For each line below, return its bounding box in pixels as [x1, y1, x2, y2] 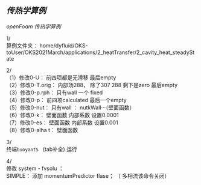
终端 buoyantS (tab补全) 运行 [6, 145, 77, 153]
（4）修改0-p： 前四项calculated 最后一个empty [6, 96, 127, 103]
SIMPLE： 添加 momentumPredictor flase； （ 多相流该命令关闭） [6, 172, 170, 179]
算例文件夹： [6, 41, 38, 49]
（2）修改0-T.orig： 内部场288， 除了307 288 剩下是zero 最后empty [6, 81, 178, 88]
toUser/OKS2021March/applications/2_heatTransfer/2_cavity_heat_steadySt [6, 49, 195, 56]
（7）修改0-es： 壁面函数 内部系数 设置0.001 [6, 119, 119, 126]
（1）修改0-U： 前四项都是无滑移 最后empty [6, 74, 116, 81]
